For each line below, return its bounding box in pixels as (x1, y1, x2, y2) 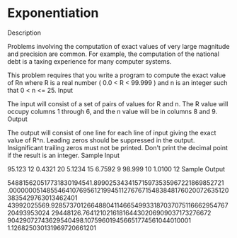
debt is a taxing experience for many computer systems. (7, 57, 172, 65)
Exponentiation (7, 5, 99, 21)
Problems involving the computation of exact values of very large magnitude (7, 42, 230, 50)
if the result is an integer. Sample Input (7, 151, 120, 159)
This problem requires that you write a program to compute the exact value (7, 71, 226, 79)
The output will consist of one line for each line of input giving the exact (7, 128, 216, 137)
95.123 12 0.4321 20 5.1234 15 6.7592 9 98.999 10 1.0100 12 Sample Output (7, 164, 225, 173)
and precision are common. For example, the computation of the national (7, 50, 219, 58)
